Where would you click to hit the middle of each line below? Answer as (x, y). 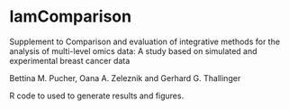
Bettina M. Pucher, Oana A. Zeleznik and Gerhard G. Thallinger (125, 78)
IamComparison (71, 17)
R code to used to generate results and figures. (97, 96)
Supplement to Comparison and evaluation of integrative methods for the (145, 41)
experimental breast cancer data (70, 60)
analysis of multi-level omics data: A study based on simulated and (134, 50)
